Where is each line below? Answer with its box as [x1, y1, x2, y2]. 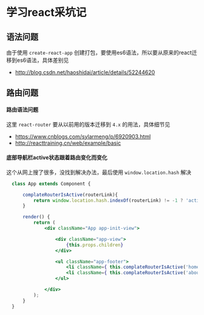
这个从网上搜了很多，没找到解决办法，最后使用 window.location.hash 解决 [6, 168, 192, 176]
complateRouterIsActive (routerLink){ [22, 192, 118, 198]
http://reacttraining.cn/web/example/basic [15, 139, 121, 147]
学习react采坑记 [6, 5, 87, 19]
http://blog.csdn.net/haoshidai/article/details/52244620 [15, 69, 155, 76]
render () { [22, 214, 50, 220]
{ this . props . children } [66, 241, 123, 248]
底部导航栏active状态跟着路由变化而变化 [6, 154, 107, 161]
